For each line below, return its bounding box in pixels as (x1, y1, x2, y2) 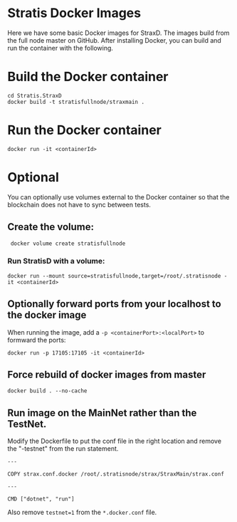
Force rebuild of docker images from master (7, 369, 206, 381)
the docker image (7, 309, 87, 321)
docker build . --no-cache (7, 387, 88, 395)
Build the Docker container (7, 69, 169, 85)
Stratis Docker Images (7, 5, 141, 21)
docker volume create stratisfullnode (10, 240, 126, 247)
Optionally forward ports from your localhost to (7, 298, 222, 310)
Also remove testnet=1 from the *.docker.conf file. (7, 508, 157, 517)
